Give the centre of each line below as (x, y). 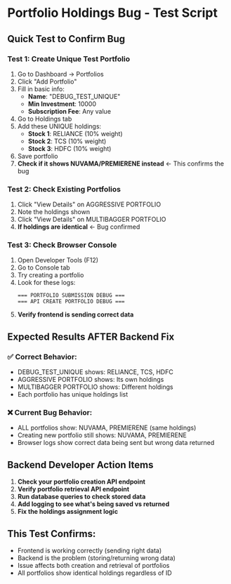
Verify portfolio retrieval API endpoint (73, 489)
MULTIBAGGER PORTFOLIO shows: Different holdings (95, 387)
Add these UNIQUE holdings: (59, 126)
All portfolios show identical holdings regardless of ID (94, 573)
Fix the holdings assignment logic (67, 512)
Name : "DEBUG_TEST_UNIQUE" (74, 96)
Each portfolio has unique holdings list (73, 394)
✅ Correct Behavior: (42, 357)
